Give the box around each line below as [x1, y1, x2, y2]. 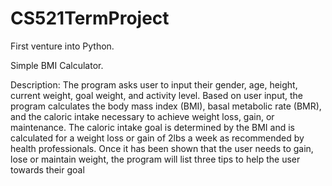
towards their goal [10, 163, 85, 176]
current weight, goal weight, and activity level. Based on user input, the [10, 89, 304, 101]
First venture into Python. [10, 40, 115, 52]
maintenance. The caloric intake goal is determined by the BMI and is [10, 121, 295, 133]
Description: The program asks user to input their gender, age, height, [10, 78, 298, 91]
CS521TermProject [10, 7, 170, 30]
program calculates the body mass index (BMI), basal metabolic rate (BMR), [10, 100, 322, 112]
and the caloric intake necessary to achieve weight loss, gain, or [10, 110, 275, 122]
